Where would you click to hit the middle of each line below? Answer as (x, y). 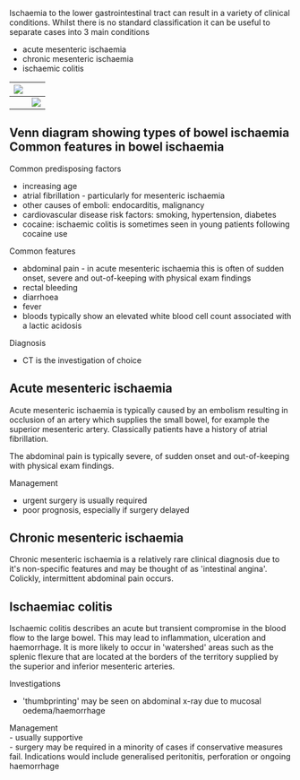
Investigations (35, 684)
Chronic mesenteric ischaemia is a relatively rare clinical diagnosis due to (145, 559)
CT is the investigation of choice (82, 360)
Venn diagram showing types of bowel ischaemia (149, 133)
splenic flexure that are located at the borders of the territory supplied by (144, 657)
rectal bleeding (50, 287)
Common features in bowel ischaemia (117, 147)
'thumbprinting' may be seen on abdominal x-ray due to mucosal (141, 701)
